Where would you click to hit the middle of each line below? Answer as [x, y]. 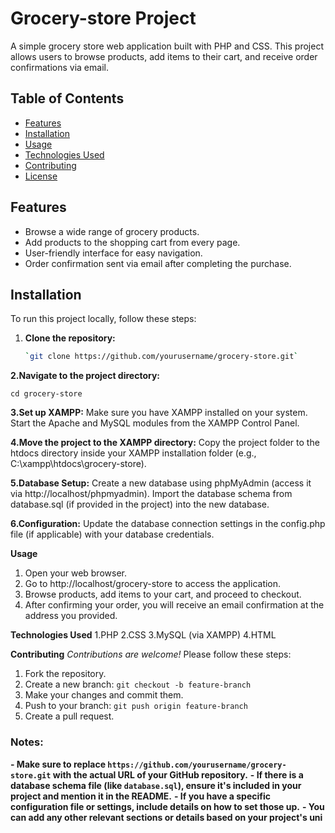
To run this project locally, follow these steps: [103, 319]
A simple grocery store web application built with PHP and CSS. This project [167, 46]
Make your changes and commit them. [104, 695]
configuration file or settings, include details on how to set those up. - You [167, 806]
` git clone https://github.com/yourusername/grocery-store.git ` [161, 357]
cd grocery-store [46, 394]
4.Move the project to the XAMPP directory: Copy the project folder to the [165, 443]
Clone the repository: [70, 338]
